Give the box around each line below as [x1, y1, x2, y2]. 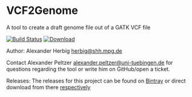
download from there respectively [6, 83, 91, 91]
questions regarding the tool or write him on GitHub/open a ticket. [6, 65, 171, 73]
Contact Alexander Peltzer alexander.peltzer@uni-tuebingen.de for [6, 59, 173, 66]
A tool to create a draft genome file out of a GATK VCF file [6, 24, 151, 31]
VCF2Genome [6, 4, 79, 18]
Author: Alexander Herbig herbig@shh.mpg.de [6, 47, 122, 55]
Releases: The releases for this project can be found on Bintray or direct [6, 77, 186, 84]
